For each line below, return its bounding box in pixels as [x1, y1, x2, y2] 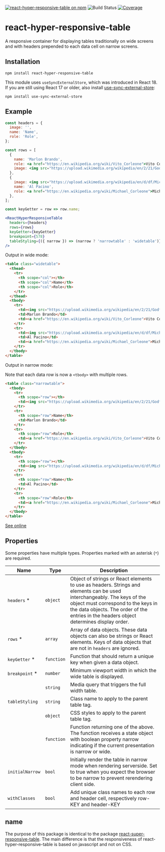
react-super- [119, 831, 145, 837]
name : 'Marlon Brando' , [14, 157, 63, 162]
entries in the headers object [70, 612, 137, 619]
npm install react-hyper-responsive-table [5, 70, 93, 76]
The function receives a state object [70, 729, 153, 736]
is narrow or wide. [70, 748, 111, 755]
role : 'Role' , [9, 134, 38, 139]
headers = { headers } [9, 221, 48, 225]
